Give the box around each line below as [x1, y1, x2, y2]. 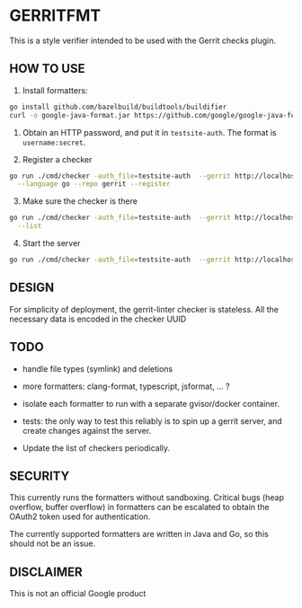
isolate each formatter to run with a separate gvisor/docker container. [22, 398, 280, 409]
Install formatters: [22, 84, 88, 95]
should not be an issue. [9, 538, 96, 549]
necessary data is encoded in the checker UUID [9, 313, 187, 324]
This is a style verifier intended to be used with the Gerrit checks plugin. [9, 35, 277, 46]
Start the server [22, 238, 81, 248]
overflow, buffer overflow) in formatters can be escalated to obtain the [9, 502, 270, 513]
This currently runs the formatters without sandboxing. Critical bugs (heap [9, 492, 285, 503]
